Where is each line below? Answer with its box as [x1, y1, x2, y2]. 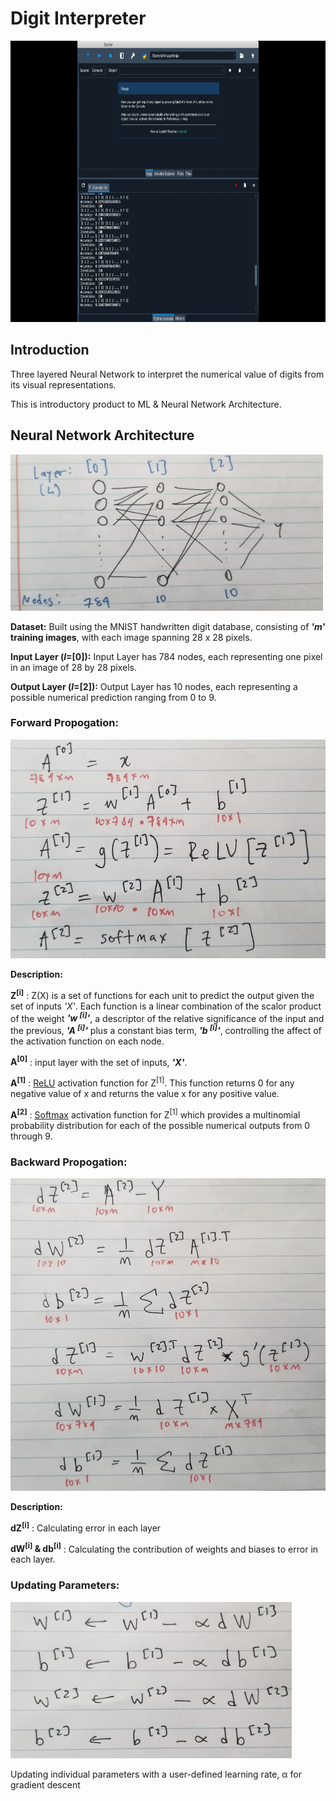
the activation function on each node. [10, 1035, 165, 1047]
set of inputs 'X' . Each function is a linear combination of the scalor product [10, 1000, 322, 1012]
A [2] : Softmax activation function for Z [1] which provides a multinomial [10, 1107, 301, 1121]
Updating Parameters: [10, 1578, 120, 1592]
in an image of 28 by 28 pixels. [10, 661, 138, 673]
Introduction [10, 342, 90, 359]
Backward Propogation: [10, 1155, 128, 1169]
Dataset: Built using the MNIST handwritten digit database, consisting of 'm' [10, 620, 326, 632]
